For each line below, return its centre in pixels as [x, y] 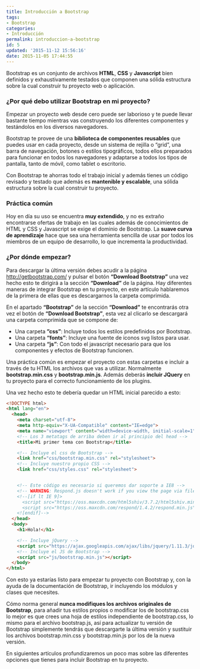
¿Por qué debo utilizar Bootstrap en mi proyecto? [78, 101]
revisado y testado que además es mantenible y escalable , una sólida [92, 181]
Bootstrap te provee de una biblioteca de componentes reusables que [93, 138]
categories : [21, 28]
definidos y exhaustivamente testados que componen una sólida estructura [99, 79]
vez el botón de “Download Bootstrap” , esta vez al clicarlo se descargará [97, 313]
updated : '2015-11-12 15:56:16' [46, 51]
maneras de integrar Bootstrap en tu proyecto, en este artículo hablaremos [98, 289]
